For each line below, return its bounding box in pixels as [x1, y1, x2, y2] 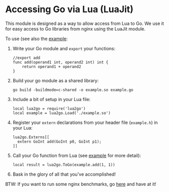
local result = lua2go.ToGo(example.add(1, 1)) [12, 162, 115, 167]
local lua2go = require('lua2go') [12, 106, 86, 111]
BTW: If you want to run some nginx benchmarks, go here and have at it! [5, 181, 156, 187]
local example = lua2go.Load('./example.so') [12, 110, 111, 115]
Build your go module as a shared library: [12, 77, 99, 83]
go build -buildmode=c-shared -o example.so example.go [12, 87, 133, 92]
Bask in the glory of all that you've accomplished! [12, 171, 116, 177]
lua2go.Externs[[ [12, 135, 50, 140]
